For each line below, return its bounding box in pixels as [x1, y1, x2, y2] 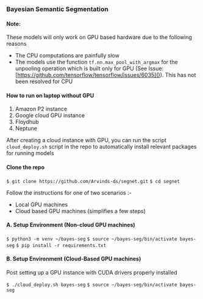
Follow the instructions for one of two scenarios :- [6, 189, 132, 196]
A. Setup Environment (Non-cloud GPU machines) [6, 222, 135, 229]
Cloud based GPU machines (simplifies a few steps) [15, 207, 146, 215]
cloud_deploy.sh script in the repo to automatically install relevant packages [6, 143, 197, 151]
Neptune [15, 124, 38, 132]
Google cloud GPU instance [15, 112, 85, 119]
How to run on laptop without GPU [6, 92, 94, 99]
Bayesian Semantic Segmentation [6, 5, 109, 13]
